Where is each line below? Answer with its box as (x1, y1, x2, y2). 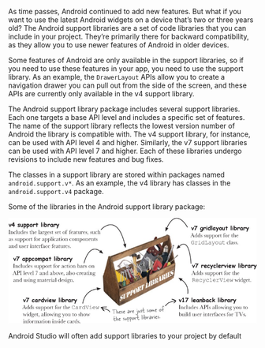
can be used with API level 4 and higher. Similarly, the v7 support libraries (8, 138, 248, 147)
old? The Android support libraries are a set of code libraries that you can (8, 24, 247, 32)
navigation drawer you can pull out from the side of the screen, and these (8, 80, 247, 90)
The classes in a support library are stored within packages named (8, 170, 225, 179)
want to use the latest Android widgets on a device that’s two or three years (8, 15, 254, 24)
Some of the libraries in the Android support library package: (8, 202, 206, 211)
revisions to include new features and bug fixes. (8, 155, 164, 164)
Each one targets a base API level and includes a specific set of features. (8, 113, 245, 122)
